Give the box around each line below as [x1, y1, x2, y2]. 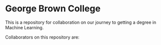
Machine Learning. [5, 24, 44, 30]
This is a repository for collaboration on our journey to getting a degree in [5, 19, 156, 25]
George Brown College [5, 3, 101, 14]
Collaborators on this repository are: [5, 34, 80, 40]
